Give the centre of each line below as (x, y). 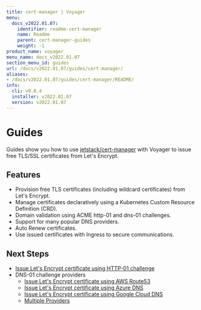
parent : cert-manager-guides (54, 40)
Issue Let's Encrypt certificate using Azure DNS (84, 288)
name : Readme (34, 35)
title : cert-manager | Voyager (46, 12)
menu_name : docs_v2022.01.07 (43, 57)
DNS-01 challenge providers (50, 275)
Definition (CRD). (36, 209)
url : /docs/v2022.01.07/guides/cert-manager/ (65, 68)
